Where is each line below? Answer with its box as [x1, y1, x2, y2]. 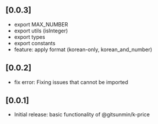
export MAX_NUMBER [14, 21, 68, 28]
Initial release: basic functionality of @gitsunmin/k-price [14, 111, 150, 118]
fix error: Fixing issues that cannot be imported [14, 78, 129, 85]
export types [14, 33, 45, 41]
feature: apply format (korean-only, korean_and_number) [14, 46, 153, 53]
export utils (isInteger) [14, 27, 68, 34]
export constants [14, 39, 55, 46]
